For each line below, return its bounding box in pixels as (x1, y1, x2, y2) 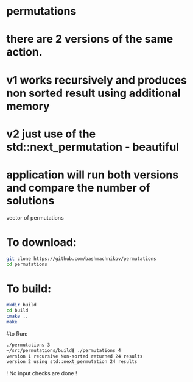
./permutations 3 (6, 342, 51, 348)
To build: (6, 282, 52, 295)
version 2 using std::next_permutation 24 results (6, 359, 138, 365)
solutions (6, 193, 55, 207)
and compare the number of (6, 181, 150, 195)
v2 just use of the (6, 127, 96, 141)
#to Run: (6, 330, 28, 337)
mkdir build (6, 302, 37, 308)
